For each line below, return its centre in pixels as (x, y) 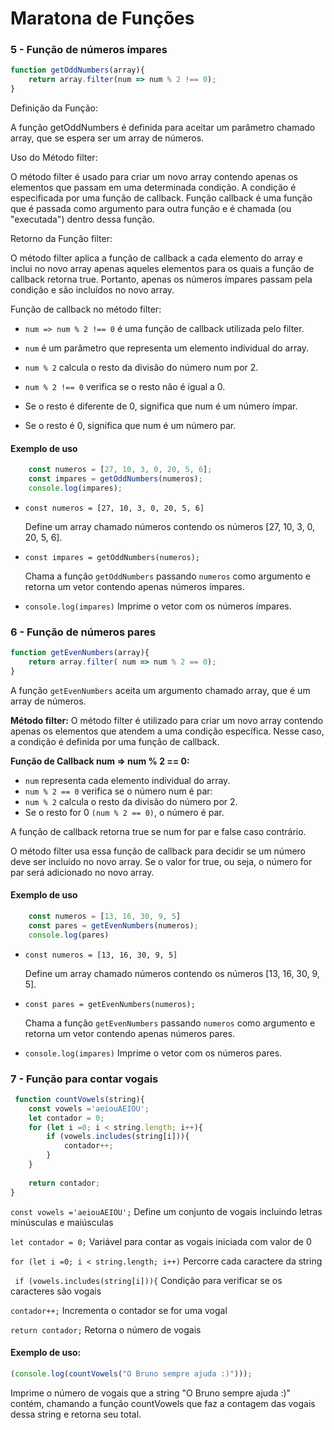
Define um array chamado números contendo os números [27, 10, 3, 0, (170, 526)
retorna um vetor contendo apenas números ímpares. (134, 586)
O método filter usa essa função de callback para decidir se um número (158, 851)
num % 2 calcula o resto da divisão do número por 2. (131, 801)
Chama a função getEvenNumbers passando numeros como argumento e (170, 1023)
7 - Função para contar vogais (84, 1079)
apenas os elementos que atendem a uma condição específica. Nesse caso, (167, 731)
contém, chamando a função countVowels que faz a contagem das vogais (163, 1403)
